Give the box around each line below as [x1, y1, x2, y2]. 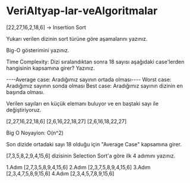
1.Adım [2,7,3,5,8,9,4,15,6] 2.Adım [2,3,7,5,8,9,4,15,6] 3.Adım [6, 163, 151, 171]
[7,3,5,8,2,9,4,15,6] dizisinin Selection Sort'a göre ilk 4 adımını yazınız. [6, 152, 176, 159]
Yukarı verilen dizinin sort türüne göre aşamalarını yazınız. [6, 35, 148, 42]
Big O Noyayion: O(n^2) [6, 129, 64, 136]
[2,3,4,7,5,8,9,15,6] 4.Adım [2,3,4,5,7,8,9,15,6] [6, 170, 115, 177]
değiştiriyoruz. [6, 106, 42, 113]
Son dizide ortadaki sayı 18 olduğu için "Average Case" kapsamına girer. [6, 140, 182, 147]
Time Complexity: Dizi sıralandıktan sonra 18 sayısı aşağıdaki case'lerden [6, 58, 185, 65]
